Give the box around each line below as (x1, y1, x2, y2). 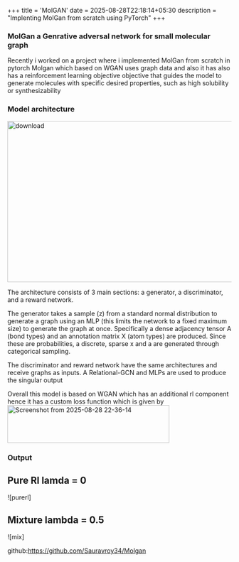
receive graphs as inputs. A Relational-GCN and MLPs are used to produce (7, 368, 226, 377)
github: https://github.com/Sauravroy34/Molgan (7, 546, 147, 555)
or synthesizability (7, 87, 61, 95)
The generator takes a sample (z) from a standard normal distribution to (7, 309, 218, 318)
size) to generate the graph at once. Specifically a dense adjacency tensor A (7, 324, 232, 333)
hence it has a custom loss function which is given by (7, 397, 164, 406)
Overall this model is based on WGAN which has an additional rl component (7, 389, 229, 398)
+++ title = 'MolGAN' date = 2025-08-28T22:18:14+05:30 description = (7, 6, 217, 14)
